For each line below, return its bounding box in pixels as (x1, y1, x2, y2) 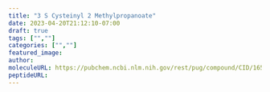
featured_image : (8, 49, 63, 57)
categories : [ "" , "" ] (8, 42, 78, 50)
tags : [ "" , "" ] (8, 34, 56, 42)
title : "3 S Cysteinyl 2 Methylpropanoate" (8, 11, 157, 20)
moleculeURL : (8, 64, 52, 72)
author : (8, 57, 35, 65)
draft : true (8, 26, 48, 34)
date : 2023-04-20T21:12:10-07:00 (8, 19, 121, 27)
